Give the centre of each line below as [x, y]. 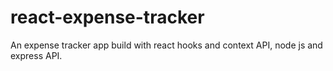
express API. [36, 55]
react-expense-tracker [107, 17]
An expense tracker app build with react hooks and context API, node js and [166, 45]
